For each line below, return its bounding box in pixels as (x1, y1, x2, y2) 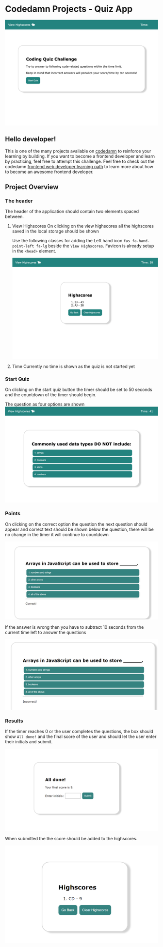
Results (5, 717, 23, 724)
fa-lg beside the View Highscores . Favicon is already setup (36, 243, 154, 249)
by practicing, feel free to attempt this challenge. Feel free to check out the (5, 158, 155, 164)
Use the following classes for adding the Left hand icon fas (12, 238, 130, 244)
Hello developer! (5, 135, 56, 143)
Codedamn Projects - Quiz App (5, 3, 133, 15)
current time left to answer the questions (5, 630, 86, 636)
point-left (12, 244, 34, 249)
